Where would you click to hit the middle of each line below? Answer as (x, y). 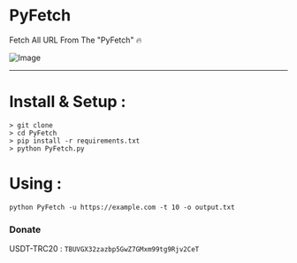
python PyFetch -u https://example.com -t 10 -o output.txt (122, 207)
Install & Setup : (68, 102)
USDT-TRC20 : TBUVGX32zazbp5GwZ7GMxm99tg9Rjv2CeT (104, 249)
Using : (35, 184)
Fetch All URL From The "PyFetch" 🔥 (76, 40)
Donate (25, 229)
